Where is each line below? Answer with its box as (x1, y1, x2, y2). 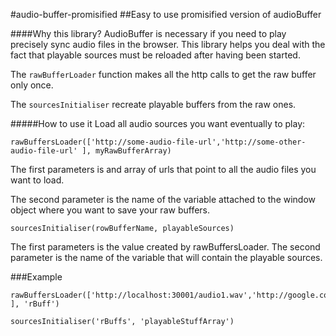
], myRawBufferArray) (81, 146, 172, 156)
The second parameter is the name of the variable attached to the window (10, 194, 317, 205)
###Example (10, 271, 63, 283)
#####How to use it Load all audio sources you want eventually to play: (10, 118, 306, 129)
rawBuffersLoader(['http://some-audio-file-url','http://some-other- (10, 137, 307, 147)
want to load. (10, 174, 65, 186)
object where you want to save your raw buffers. (10, 204, 211, 216)
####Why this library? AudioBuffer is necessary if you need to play (10, 28, 287, 39)
